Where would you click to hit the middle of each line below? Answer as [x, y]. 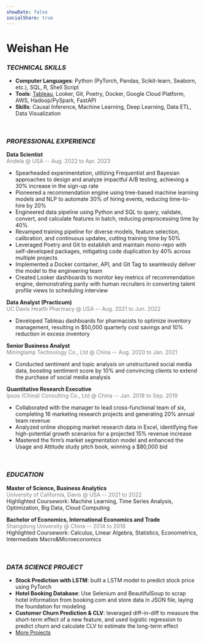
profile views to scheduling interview [61, 291]
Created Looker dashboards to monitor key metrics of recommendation [105, 278]
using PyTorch [33, 587]
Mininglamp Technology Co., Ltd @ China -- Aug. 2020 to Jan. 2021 [92, 352]
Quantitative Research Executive [49, 389]
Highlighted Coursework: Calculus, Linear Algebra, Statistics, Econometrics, [102, 533]
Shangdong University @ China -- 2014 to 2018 [66, 526]
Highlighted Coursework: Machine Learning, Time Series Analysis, [90, 501]
